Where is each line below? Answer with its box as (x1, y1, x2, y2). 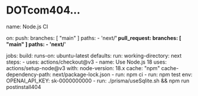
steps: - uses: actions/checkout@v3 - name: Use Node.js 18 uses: (6, 58, 167, 65)
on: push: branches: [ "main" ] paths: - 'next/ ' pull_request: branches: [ (6, 34, 181, 41)
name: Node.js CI (6, 23, 48, 30)
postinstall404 (6, 83, 41, 90)
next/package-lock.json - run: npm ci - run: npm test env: (52, 71, 193, 78)
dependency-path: (6, 71, 51, 78)
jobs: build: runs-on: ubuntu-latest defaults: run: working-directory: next (6, 52, 182, 59)
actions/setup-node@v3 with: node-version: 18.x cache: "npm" (6, 64, 160, 71)
